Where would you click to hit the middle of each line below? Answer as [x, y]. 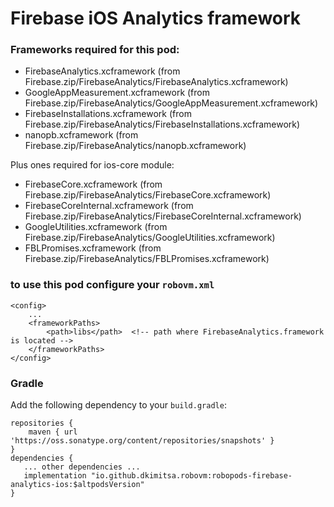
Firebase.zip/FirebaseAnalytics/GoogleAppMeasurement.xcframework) [171, 103]
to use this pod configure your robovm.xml [112, 285]
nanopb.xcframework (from [81, 135]
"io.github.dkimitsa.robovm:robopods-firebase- [191, 476]
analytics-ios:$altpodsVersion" [77, 485]
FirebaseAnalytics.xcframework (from [102, 71]
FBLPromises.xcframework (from [93, 248]
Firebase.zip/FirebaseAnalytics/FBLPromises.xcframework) [147, 259]
